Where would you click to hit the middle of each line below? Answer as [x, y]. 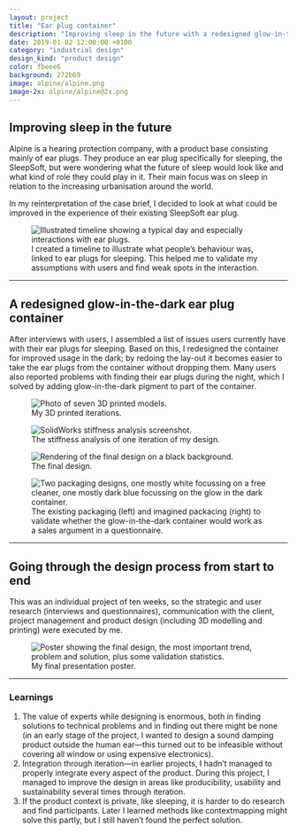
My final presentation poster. [84, 666]
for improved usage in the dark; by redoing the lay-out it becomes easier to [146, 358]
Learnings [31, 697]
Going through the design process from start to [142, 567]
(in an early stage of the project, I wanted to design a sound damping [148, 736]
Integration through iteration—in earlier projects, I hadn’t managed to [147, 764]
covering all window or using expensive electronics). [118, 754]
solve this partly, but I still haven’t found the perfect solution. [132, 820]
